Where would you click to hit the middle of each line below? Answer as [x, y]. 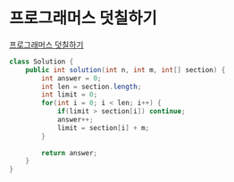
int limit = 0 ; [70, 95]
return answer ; [70, 153]
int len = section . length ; [92, 87]
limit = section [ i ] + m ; [103, 128]
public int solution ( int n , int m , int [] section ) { [125, 70]
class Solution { [42, 62]
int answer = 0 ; [71, 78]
